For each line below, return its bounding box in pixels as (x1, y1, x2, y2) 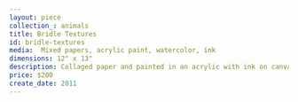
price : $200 (9, 71, 53, 80)
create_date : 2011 (9, 79, 77, 88)
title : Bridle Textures (9, 29, 98, 38)
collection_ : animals (9, 21, 90, 30)
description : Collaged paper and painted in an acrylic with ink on (9, 63, 268, 72)
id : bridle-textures (9, 37, 86, 47)
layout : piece (9, 12, 62, 22)
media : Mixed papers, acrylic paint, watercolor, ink (9, 46, 216, 55)
